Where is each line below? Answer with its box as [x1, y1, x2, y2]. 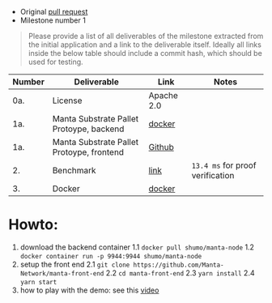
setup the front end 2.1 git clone [19, 259, 130, 269]
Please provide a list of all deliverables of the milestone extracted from [28, 32, 264, 41]
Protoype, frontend [52, 147, 124, 157]
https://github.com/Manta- [133, 261, 224, 269]
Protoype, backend [52, 123, 125, 134]
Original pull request [19, 7, 88, 16]
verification [191, 170, 235, 181]
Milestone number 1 [19, 15, 87, 25]
